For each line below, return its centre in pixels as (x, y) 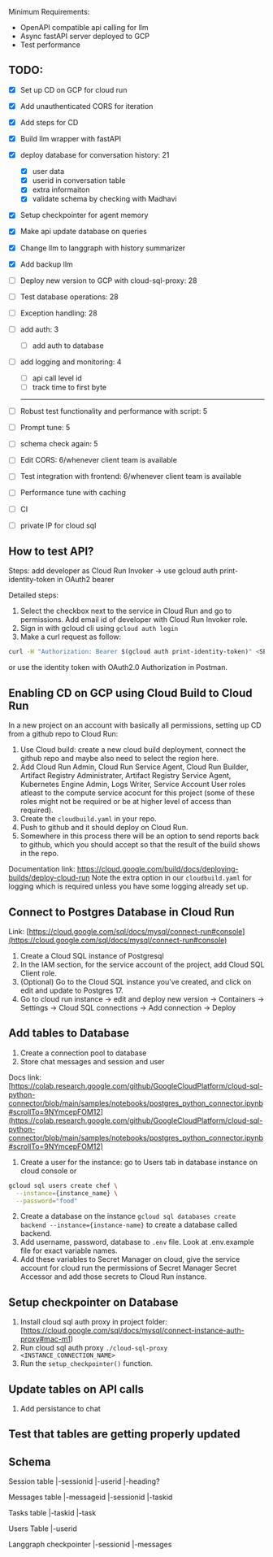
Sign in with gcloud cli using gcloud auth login (99, 628)
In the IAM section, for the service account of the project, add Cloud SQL (142, 964)
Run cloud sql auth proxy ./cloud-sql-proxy (94, 1348)
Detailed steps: (34, 595)
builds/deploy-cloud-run (50, 878)
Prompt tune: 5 (45, 428)
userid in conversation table (79, 180)
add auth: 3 (39, 329)
